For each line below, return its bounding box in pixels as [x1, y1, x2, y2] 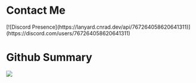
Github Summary [6, 51, 93, 64]
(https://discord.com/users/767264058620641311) [6, 29, 130, 36]
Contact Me [6, 4, 66, 17]
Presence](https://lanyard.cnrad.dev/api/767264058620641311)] [32, 23, 191, 30]
